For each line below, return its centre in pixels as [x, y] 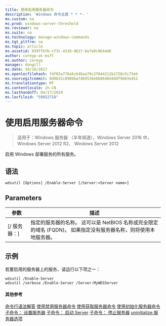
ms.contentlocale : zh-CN [31, 88]
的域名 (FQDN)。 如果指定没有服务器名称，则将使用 [90, 230]
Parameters [23, 198]
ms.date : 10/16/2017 [26, 70]
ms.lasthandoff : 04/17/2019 [34, 92]
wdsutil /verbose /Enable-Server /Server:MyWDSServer [62, 283]
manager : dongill [23, 65]
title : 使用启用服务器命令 [30, 10]
